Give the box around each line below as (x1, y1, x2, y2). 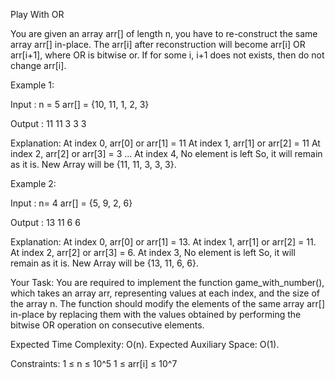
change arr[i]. (10, 60, 67, 71)
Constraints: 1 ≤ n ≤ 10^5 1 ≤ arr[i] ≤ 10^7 (10, 358, 178, 369)
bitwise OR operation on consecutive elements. (10, 319, 205, 331)
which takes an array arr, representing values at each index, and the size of (10, 287, 320, 299)
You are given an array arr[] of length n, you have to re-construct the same (10, 28, 318, 39)
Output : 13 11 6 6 (10, 217, 81, 228)
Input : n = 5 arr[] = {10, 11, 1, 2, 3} (10, 99, 150, 110)
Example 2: (10, 178, 57, 189)
